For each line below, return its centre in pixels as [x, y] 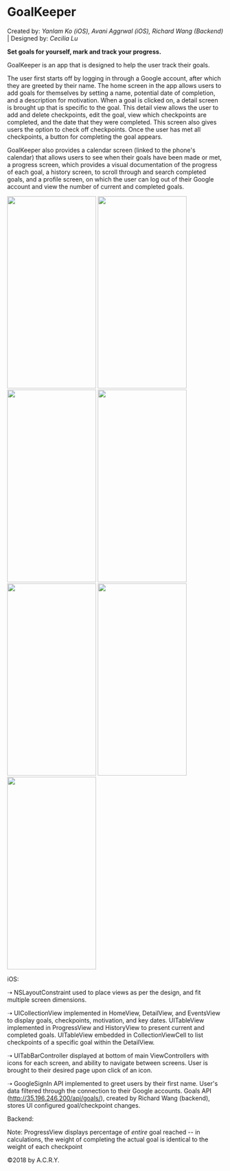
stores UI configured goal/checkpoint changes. [74, 1105]
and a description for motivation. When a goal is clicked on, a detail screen [113, 100]
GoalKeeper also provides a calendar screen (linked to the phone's [101, 150]
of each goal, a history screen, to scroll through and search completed [107, 172]
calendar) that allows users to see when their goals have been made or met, [114, 157]
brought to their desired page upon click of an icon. [80, 1070]
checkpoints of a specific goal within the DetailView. [81, 1042]
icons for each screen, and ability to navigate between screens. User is [107, 1062]
